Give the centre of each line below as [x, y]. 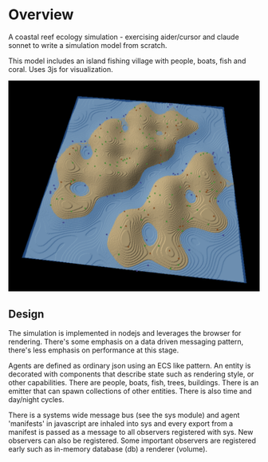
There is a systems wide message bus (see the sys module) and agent [124, 415]
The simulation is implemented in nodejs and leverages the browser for [125, 333]
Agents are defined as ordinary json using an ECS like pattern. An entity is [130, 366]
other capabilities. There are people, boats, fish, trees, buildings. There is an [134, 383]
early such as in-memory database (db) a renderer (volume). [108, 449]
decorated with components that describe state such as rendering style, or [131, 374]
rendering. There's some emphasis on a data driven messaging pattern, [126, 342]
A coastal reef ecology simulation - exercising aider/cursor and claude [124, 37]
